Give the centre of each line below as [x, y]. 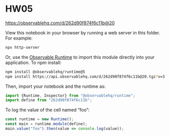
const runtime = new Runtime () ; [39, 119]
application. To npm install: [34, 62]
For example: [19, 38]
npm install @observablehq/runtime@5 [45, 72]
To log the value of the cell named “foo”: [48, 110]
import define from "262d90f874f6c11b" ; [49, 100]
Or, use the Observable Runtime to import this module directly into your [80, 57]
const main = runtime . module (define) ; [46, 124]
